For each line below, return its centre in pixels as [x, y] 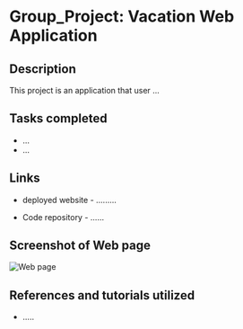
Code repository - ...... [63, 217]
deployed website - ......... [69, 200]
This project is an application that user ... [84, 90]
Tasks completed [58, 119]
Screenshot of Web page [80, 246]
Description [43, 69]
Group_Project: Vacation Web [122, 17]
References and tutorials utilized [102, 295]
